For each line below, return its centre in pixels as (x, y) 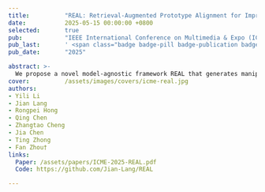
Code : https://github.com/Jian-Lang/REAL (84, 169)
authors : (22, 88)
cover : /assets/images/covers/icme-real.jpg (99, 81)
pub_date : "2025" (47, 52)
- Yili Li (24, 96)
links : (19, 155)
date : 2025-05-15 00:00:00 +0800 (81, 23)
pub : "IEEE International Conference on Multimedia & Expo (127, 38)
